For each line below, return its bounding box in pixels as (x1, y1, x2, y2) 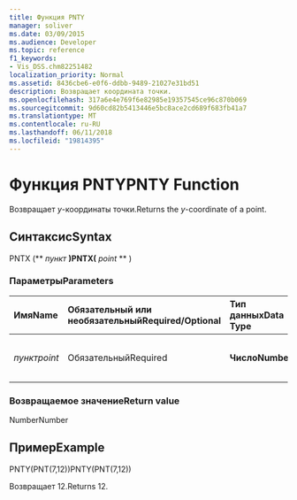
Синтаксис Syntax (9, 229, 112, 244)
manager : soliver (9, 21, 73, 30)
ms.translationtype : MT (9, 112, 97, 120)
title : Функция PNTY (9, 12, 86, 22)
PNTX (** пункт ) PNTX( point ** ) (9, 253, 133, 264)
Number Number (9, 415, 69, 426)
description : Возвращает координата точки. (9, 87, 172, 96)
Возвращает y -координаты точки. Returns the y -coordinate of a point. (9, 204, 267, 214)
